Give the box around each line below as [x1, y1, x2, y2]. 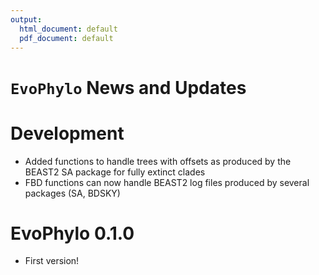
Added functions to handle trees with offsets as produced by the [24, 155, 292, 167]
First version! [24, 255, 80, 267]
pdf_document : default [19, 33, 114, 43]
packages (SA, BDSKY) [24, 187, 121, 199]
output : [10, 14, 43, 25]
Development [10, 122, 125, 145]
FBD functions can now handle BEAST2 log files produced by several [24, 176, 310, 188]
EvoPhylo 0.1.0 [10, 222, 135, 245]
